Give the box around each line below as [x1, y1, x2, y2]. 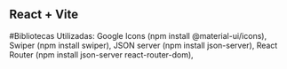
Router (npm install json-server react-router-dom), [9, 49, 194, 60]
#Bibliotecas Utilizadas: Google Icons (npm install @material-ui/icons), [9, 30, 267, 41]
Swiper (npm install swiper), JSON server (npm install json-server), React [9, 40, 278, 50]
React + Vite [9, 7, 79, 22]
